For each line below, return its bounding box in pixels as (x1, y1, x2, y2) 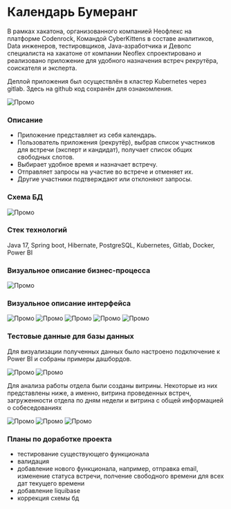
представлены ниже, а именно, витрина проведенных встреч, (7, 389, 192, 397)
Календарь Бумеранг (7, 4, 138, 20)
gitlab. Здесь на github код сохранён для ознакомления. (7, 84, 173, 93)
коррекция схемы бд (17, 494, 80, 502)
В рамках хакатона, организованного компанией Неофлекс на (7, 27, 192, 35)
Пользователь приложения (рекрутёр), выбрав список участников (17, 138, 216, 147)
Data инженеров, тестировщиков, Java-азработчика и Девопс (7, 41, 192, 50)
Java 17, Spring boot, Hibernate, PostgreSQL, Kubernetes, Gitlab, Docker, (7, 241, 215, 249)
